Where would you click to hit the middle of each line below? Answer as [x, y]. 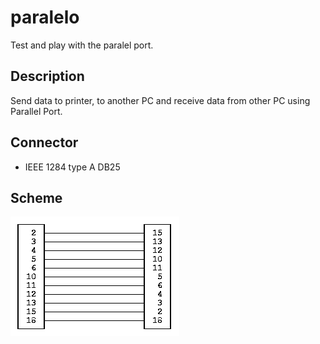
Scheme [36, 197]
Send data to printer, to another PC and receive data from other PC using [160, 100]
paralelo [45, 17]
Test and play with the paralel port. [82, 45]
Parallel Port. [36, 111]
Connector [44, 142]
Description [47, 76]
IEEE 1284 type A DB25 [72, 167]
